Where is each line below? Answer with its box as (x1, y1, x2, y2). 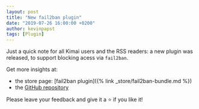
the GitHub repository (14, 84, 69, 91)
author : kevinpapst (6, 25, 55, 32)
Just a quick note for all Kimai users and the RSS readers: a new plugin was (6, 48, 194, 55)
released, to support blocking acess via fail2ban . (6, 54, 129, 61)
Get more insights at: (6, 66, 58, 73)
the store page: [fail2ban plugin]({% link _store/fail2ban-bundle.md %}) (14, 78, 192, 85)
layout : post (6, 8, 39, 15)
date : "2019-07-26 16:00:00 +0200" (6, 20, 96, 26)
